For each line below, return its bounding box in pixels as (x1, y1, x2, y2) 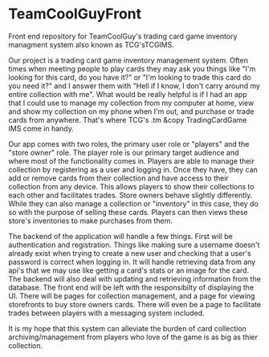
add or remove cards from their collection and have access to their (8, 173, 229, 183)
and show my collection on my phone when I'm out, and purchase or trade (8, 106, 255, 116)
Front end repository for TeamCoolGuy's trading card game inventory (8, 31, 238, 41)
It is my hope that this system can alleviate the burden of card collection (8, 323, 247, 333)
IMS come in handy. (8, 124, 75, 133)
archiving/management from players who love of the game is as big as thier (8, 332, 259, 342)
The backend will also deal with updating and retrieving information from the (8, 274, 261, 283)
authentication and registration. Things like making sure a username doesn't (8, 240, 260, 249)
